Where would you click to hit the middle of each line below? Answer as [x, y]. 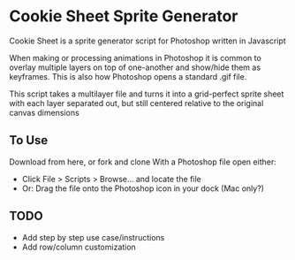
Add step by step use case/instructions [93, 237]
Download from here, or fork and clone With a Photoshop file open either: [143, 162]
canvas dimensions [44, 112]
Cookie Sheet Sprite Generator [124, 16]
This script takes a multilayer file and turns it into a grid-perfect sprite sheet [147, 94]
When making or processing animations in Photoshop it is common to [136, 57]
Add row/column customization [79, 247]
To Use [29, 140]
